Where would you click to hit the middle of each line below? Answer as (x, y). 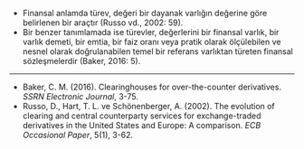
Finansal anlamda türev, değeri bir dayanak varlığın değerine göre (145, 13)
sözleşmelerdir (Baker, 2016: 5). (81, 61)
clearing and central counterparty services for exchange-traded (142, 116)
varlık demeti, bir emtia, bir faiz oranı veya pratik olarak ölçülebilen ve (152, 42)
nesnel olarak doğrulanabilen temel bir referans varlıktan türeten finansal (158, 51)
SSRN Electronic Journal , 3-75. (80, 97)
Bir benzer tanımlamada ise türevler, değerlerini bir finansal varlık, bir (151, 32)
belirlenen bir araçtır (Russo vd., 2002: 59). (103, 23)
